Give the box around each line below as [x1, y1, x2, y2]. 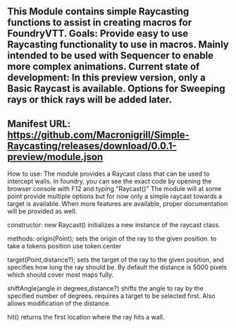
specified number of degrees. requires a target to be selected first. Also [7, 292, 216, 300]
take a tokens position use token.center [7, 242, 122, 250]
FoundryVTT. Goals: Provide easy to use [7, 28, 189, 40]
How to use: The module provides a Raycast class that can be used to [7, 169, 210, 178]
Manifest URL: [7, 118, 71, 130]
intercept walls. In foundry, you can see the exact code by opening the [7, 177, 212, 186]
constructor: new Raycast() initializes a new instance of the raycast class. [7, 221, 221, 229]
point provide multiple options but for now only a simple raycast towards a [7, 192, 223, 200]
